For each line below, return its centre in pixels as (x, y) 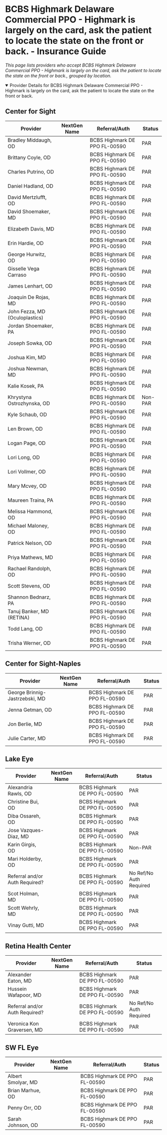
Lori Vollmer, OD (27, 471)
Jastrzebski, (22, 698)
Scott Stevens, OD (29, 586)
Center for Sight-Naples (43, 664)
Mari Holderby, (25, 859)
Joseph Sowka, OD (30, 343)
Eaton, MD (20, 981)
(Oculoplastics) (26, 317)
